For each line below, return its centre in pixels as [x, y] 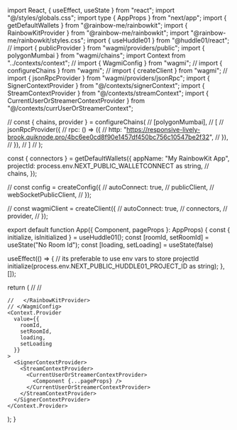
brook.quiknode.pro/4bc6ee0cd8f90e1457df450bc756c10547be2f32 [109, 137]
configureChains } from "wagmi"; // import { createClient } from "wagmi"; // [118, 71]
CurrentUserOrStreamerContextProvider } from [76, 101]
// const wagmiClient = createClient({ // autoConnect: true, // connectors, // [117, 208]
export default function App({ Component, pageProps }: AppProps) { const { [119, 230]
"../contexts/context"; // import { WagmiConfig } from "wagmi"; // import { [115, 63]
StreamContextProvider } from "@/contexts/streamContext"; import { [108, 93]
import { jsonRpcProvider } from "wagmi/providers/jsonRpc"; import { [109, 78]
